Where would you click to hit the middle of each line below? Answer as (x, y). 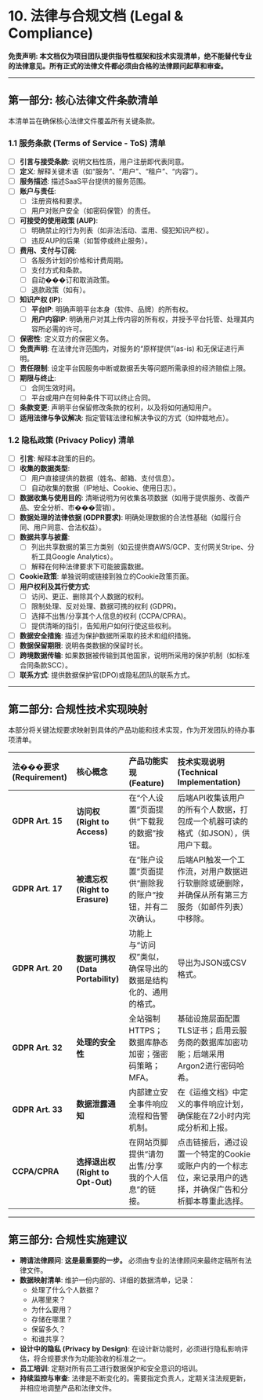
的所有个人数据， (209, 810)
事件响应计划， (221, 1104)
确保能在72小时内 (210, 1116)
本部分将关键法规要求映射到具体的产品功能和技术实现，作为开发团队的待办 (128, 729)
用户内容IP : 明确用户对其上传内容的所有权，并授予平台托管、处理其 (139, 320)
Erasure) (93, 899)
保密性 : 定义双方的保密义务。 (66, 339)
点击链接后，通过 (209, 1142)
